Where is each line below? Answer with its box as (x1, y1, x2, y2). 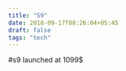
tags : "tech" (8, 33, 52, 42)
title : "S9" (8, 11, 48, 20)
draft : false (8, 26, 52, 34)
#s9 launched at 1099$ (8, 55, 83, 65)
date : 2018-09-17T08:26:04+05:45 (8, 19, 119, 27)
